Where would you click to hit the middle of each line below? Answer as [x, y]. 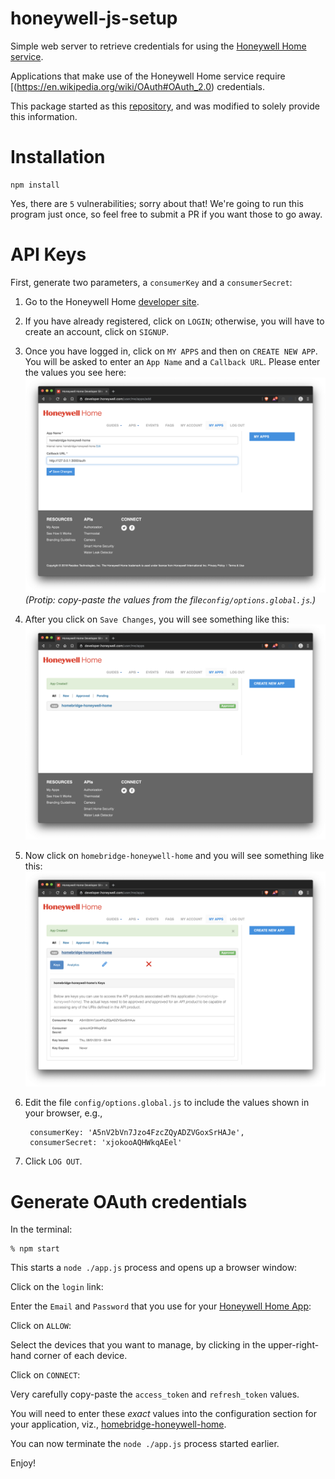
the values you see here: [75, 372]
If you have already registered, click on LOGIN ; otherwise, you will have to [174, 321]
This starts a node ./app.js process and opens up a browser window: [154, 1268]
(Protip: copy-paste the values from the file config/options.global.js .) [170, 600]
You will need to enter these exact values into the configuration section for [164, 1414]
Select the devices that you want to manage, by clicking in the [138, 1345]
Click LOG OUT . [53, 1161]
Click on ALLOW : [41, 1326]
